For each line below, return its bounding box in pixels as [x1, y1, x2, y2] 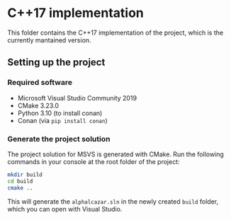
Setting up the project [7, 57, 106, 69]
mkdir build [7, 171, 43, 178]
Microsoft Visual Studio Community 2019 [17, 93, 137, 102]
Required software [7, 78, 73, 88]
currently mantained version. [7, 35, 91, 44]
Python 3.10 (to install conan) [17, 108, 103, 117]
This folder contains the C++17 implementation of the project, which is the [7, 28, 224, 37]
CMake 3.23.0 [17, 101, 59, 110]
